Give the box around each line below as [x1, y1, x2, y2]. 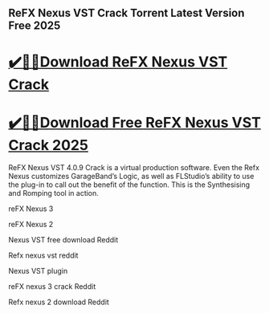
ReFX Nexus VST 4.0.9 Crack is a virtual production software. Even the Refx [8, 162, 259, 172]
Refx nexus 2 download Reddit [8, 297, 110, 307]
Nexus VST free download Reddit [8, 234, 119, 244]
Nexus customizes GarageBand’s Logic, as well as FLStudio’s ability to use [8, 171, 255, 181]
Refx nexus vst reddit [8, 250, 79, 260]
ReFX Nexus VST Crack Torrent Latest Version [8, 6, 245, 20]
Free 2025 [8, 19, 61, 33]
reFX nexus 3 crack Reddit [8, 281, 96, 291]
